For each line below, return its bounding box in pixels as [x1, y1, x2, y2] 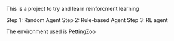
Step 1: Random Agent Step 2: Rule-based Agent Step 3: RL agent [6, 17, 168, 23]
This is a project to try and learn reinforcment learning [6, 5, 139, 12]
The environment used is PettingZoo [6, 28, 96, 35]
